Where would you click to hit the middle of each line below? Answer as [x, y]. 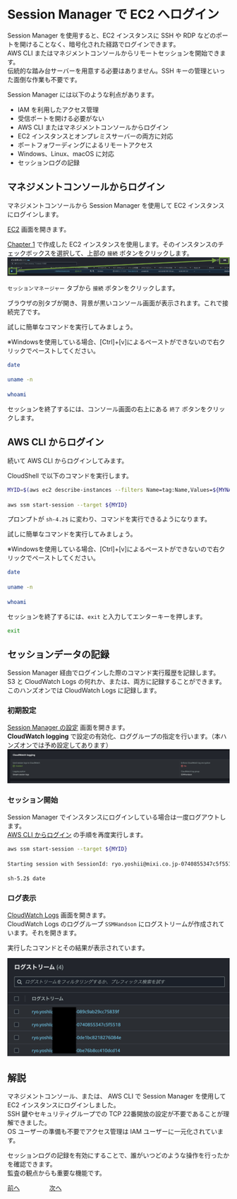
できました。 [32, 1123]
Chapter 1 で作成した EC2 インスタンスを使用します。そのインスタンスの [113, 244]
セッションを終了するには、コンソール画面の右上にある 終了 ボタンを [107, 409]
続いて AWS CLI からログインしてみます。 [68, 461]
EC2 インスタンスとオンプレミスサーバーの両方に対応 [95, 136]
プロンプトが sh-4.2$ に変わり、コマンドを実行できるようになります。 [109, 519]
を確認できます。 [32, 1164]
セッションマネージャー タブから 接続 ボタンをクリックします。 [93, 288]
